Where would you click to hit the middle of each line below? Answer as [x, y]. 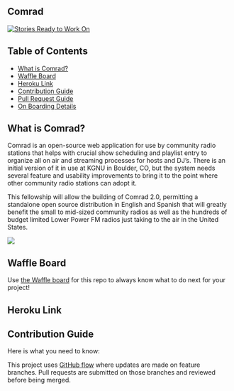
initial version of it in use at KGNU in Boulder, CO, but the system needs [111, 168]
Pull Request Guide [45, 98]
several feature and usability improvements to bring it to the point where [113, 176]
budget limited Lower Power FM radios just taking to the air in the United [113, 220]
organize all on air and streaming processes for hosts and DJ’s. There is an [116, 161]
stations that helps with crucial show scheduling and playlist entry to [107, 153]
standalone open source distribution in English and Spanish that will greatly [117, 205]
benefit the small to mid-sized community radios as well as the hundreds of [117, 212]
